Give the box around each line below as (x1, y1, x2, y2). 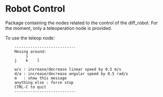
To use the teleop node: (5, 35, 55, 41)
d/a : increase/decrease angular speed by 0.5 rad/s (14, 71, 128, 76)
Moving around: (14, 49, 47, 54)
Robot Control (5, 3, 65, 15)
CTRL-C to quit (14, 84, 47, 89)
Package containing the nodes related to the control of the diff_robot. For (5, 20, 158, 26)
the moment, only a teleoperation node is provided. (5, 25, 112, 31)
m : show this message (14, 75, 67, 81)
